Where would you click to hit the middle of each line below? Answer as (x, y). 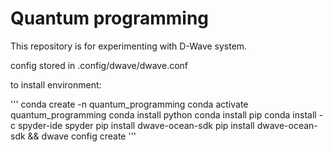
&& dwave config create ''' (82, 136)
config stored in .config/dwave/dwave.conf (99, 65)
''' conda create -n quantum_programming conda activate (129, 104)
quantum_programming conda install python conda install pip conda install (163, 114)
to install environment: (56, 84)
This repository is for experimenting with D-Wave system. (129, 46)
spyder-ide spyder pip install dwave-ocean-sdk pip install (136, 125)
